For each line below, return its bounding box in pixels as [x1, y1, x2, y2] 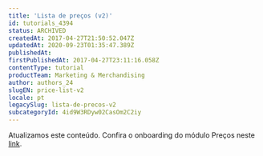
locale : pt [8, 94, 45, 102]
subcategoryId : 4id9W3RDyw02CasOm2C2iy [8, 109, 142, 117]
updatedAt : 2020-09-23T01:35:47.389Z [8, 42, 135, 50]
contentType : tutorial [8, 64, 84, 72]
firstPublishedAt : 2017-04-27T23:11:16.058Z [8, 57, 160, 65]
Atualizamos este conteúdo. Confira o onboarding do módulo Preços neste [8, 130, 255, 140]
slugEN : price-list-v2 [8, 86, 84, 94]
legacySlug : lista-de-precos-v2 [8, 101, 116, 109]
